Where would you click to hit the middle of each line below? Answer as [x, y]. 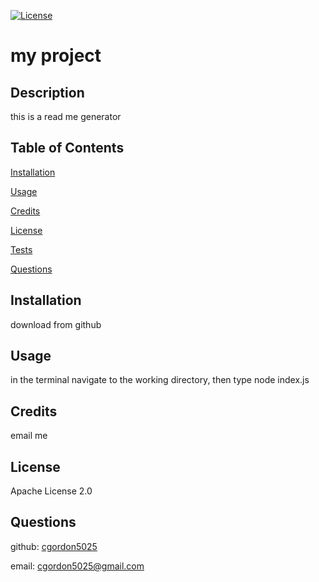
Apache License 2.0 [51, 491]
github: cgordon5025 [54, 546]
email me [29, 436]
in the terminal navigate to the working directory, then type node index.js [160, 380]
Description [47, 92]
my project [56, 56]
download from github [56, 324]
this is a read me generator [66, 116]
